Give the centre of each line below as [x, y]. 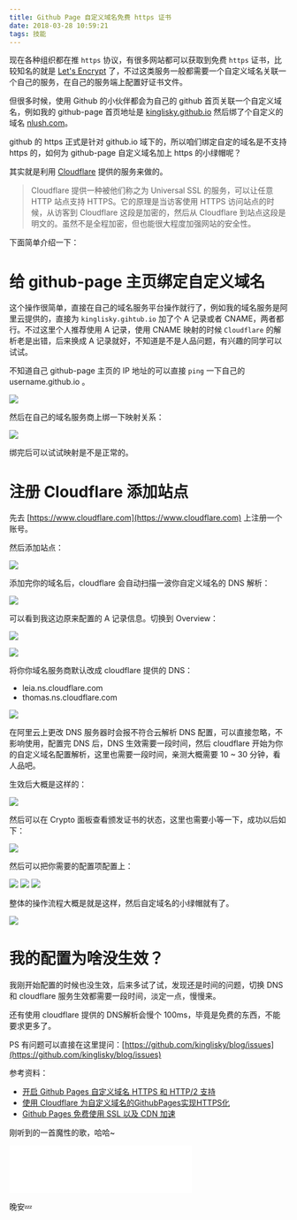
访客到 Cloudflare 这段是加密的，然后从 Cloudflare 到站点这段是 [170, 212]
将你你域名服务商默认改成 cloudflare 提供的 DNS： [101, 671]
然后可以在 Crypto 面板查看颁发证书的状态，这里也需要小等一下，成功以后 [144, 820]
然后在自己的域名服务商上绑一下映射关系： [87, 418]
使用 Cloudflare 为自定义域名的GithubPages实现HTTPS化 [126, 1103]
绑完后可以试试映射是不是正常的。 [71, 453]
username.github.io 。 [49, 382]
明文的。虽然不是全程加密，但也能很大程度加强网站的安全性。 [143, 224]
